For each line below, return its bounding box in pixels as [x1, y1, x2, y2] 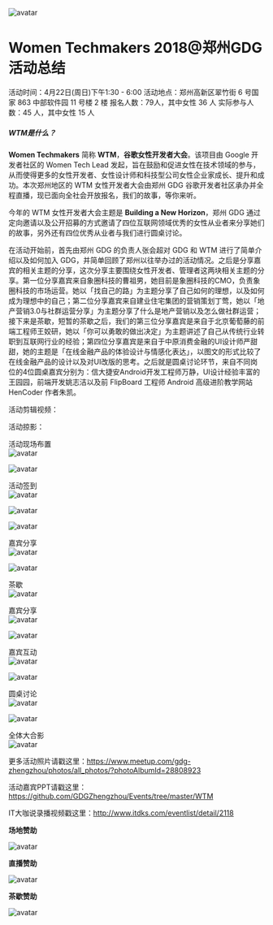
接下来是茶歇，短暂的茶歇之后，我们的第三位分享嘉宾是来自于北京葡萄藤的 [8, 316, 258, 326]
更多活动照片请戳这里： [8, 756, 87, 766]
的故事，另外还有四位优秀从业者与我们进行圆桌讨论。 [8, 227, 187, 237]
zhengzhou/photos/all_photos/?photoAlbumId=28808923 [8, 765, 201, 775]
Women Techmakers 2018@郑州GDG [8, 39, 262, 57]
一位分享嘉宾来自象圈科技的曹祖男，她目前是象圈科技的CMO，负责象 [29, 275, 261, 285]
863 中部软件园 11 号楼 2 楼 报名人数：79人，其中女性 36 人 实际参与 [17, 97, 248, 107]
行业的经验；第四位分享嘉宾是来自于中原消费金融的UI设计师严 [43, 336, 251, 346]
